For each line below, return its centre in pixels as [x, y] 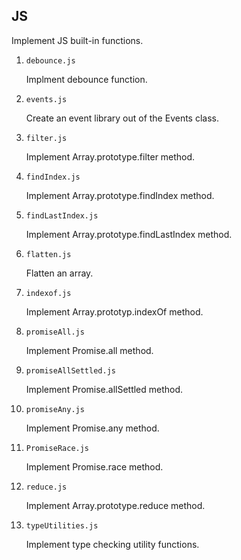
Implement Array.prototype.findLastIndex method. [129, 234]
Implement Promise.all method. [89, 350]
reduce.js [46, 487]
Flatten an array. [59, 273]
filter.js [46, 138]
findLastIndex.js [62, 215]
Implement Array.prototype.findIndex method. [120, 195]
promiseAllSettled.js [70, 370]
